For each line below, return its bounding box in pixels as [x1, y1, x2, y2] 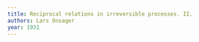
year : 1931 [7, 23, 40, 31]
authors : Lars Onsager [7, 17, 75, 24]
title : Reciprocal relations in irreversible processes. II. [7, 10, 193, 18]
